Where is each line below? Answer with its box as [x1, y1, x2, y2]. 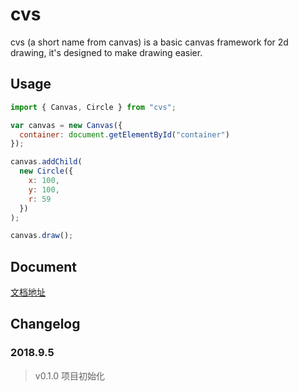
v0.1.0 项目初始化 [34, 369, 106, 382]
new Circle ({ [19, 166, 74, 177]
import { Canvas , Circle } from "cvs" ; [10, 102, 177, 112]
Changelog [10, 316, 81, 333]
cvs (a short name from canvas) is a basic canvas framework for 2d [10, 36, 289, 48]
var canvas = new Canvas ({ [10, 120, 123, 130]
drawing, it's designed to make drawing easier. [10, 46, 203, 58]
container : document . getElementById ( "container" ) [19, 129, 230, 140]
